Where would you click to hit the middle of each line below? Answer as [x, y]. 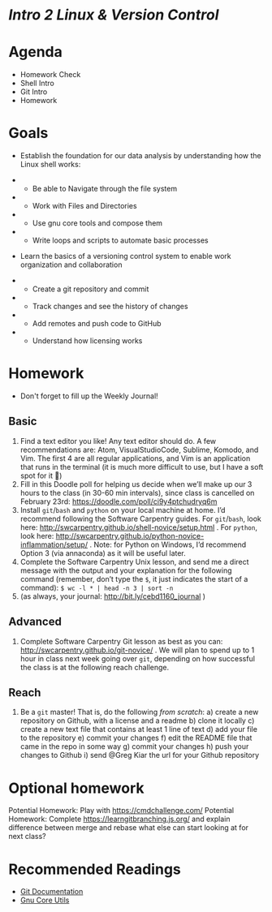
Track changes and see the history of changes [110, 307]
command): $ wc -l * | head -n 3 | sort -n [97, 587]
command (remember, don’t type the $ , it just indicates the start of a [134, 579]
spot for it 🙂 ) [41, 475]
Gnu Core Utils [45, 900]
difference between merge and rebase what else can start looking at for [129, 828]
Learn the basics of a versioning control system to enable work [125, 256]
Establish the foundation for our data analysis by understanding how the [140, 156]
